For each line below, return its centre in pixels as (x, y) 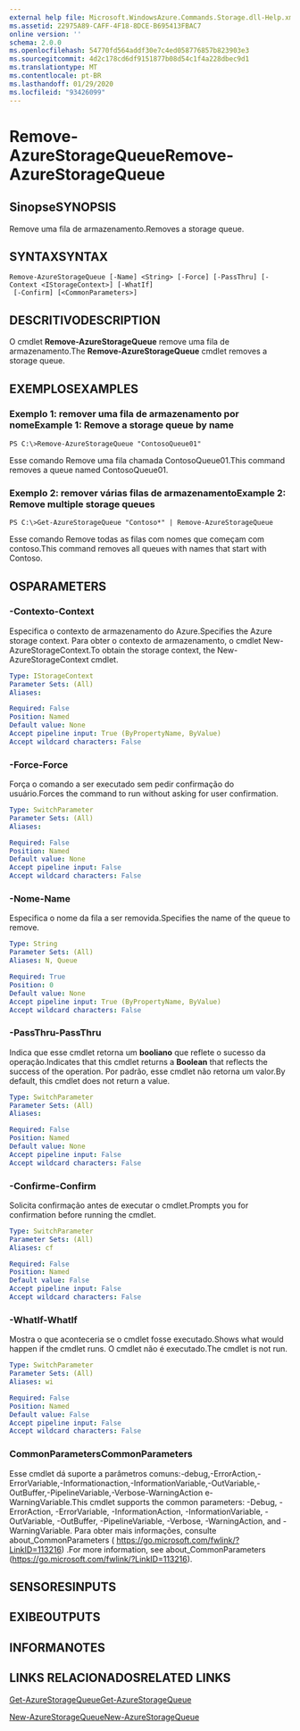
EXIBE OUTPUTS (55, 1617)
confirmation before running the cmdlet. (83, 1214)
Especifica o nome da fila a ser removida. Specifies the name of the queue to (150, 918)
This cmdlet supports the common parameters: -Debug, (175, 1502)
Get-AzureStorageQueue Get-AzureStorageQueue (100, 1699)
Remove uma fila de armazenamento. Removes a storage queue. (127, 229)
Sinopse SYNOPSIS (63, 208)
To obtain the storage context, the (153, 650)
